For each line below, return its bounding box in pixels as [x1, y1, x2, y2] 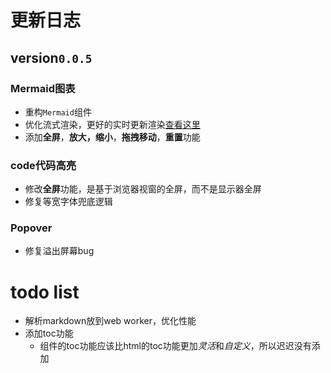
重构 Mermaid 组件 [24, 106, 92, 118]
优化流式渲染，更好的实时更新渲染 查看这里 [24, 118, 201, 130]
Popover [10, 221, 53, 235]
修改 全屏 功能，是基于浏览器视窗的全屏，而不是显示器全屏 [24, 183, 262, 195]
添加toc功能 [24, 327, 74, 340]
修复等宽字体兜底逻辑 [24, 196, 113, 208]
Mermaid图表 [10, 81, 76, 95]
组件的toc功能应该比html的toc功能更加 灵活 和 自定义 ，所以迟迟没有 [39, 340, 312, 352]
